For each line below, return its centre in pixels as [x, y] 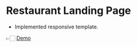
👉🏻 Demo [18, 38]
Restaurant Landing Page [69, 11]
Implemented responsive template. [56, 27]
